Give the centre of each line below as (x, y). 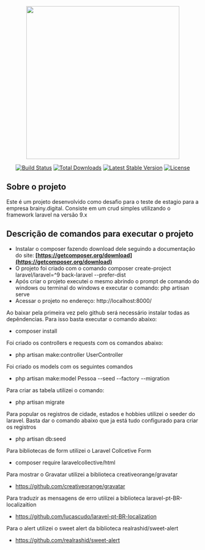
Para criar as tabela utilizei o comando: (55, 390)
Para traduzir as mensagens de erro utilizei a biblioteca (76, 498)
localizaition (21, 504)
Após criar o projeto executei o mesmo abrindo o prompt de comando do (107, 281)
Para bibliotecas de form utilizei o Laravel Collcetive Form (79, 450)
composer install (36, 331)
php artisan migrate (40, 402)
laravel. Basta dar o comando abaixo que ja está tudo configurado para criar (102, 420)
